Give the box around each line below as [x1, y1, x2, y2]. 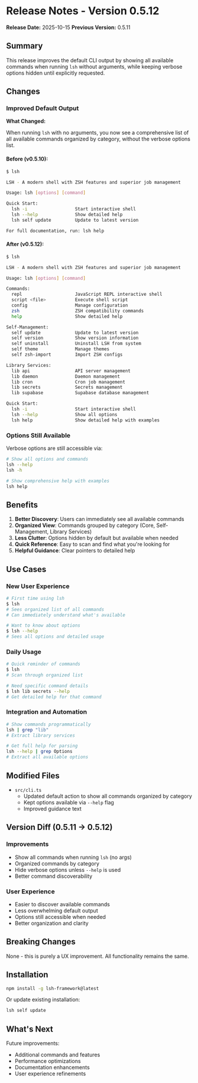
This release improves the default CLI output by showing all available [6, 56, 174, 63]
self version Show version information [11, 335, 139, 341]
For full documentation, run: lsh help [6, 228, 105, 234]
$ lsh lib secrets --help [6, 688, 70, 694]
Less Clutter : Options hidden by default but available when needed [14, 535, 178, 542]
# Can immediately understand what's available [6, 612, 126, 618]
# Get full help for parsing [6, 743, 78, 749]
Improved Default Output [6, 104, 79, 113]
